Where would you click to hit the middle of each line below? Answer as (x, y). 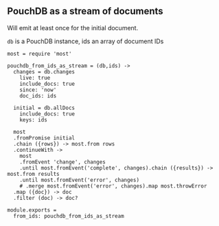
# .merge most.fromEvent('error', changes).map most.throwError (113, 186)
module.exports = (32, 210)
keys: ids (34, 120)
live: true (35, 78)
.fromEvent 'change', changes (63, 162)
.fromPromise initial (44, 138)
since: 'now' (38, 90)
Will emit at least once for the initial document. (73, 27)
